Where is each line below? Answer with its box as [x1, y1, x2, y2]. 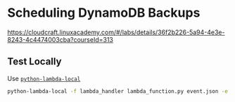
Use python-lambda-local [7, 74, 81, 82]
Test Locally [7, 56, 62, 68]
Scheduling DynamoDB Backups [7, 5, 201, 21]
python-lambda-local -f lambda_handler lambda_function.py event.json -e [7, 87, 229, 95]
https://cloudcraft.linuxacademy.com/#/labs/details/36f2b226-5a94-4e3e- [7, 28, 225, 36]
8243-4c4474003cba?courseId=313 [7, 35, 114, 43]
